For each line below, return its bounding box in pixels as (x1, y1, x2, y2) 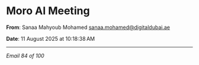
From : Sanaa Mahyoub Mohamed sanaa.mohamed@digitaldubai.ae (6, 24, 171, 31)
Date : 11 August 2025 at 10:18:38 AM (6, 35, 95, 42)
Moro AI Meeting (6, 4, 90, 18)
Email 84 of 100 (6, 52, 44, 59)
